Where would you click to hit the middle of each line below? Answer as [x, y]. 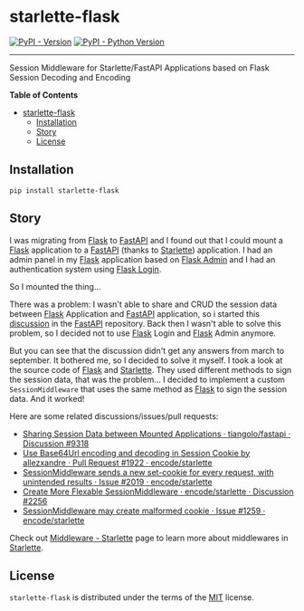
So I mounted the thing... [55, 286]
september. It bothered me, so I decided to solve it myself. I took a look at [146, 360]
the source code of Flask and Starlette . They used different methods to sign [151, 369]
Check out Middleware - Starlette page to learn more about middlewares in [149, 538]
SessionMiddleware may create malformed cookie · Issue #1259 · [144, 511]
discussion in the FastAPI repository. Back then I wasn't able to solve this [146, 323]
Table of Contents [44, 95]
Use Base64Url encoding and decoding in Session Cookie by [136, 453]
